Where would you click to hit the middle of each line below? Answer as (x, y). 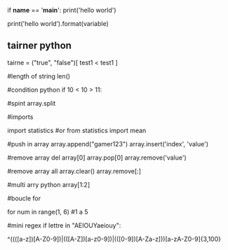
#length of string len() (39, 76)
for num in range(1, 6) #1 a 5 (48, 211)
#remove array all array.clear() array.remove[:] (74, 171)
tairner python (40, 46)
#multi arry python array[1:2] (49, 184)
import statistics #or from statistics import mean (77, 130)
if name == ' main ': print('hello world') (62, 10)
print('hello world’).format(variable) (58, 23)
